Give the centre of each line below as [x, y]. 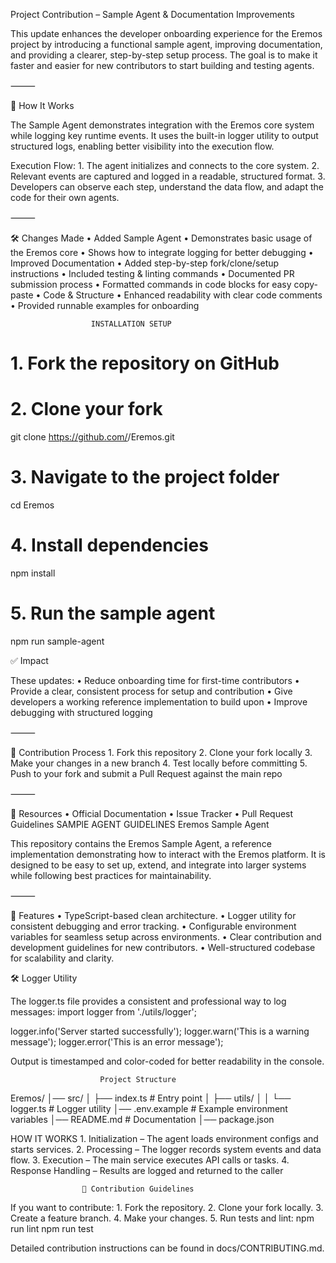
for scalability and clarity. [62, 958]
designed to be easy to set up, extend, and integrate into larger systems [158, 865]
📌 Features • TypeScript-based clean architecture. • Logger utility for [153, 915]
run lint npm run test [52, 1228]
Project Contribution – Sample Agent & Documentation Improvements [152, 14]
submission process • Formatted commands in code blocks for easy [151, 284]
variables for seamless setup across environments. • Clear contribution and [166, 936]
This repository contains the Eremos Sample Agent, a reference [141, 843]
